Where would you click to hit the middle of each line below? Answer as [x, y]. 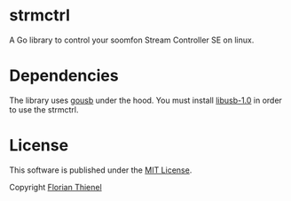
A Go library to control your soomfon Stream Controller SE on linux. [132, 40]
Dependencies [64, 76]
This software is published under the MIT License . [101, 170]
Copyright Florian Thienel [55, 187]
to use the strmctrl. [44, 109]
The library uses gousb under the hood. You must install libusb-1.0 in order [145, 100]
